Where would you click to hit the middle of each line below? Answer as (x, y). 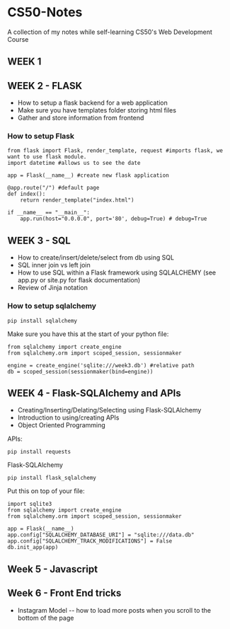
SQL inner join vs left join (54, 265)
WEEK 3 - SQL (39, 240)
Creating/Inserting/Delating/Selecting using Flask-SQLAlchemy (109, 410)
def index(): (27, 194)
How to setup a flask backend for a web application (93, 103)
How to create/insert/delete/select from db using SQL (96, 258)
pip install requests (39, 452)
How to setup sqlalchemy (52, 306)
